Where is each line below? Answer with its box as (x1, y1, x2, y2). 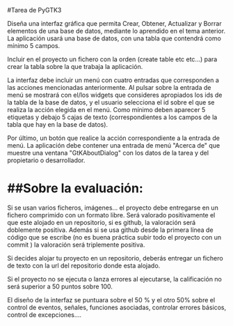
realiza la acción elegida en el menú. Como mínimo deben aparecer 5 (7, 106, 206, 114)
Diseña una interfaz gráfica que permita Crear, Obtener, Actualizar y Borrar (7, 20, 222, 27)
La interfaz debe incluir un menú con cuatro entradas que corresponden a (7, 76, 219, 84)
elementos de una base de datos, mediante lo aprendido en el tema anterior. (7, 27, 226, 35)
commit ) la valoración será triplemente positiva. (7, 240, 145, 249)
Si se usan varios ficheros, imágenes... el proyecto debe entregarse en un (7, 203, 219, 212)
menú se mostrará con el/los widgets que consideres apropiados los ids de (7, 91, 223, 99)
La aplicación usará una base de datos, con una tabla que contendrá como (7, 34, 221, 42)
